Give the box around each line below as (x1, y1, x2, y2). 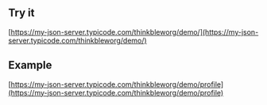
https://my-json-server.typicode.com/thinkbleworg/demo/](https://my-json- (10, 27, 259, 36)
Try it (8, 6, 35, 20)
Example (8, 58, 52, 72)
